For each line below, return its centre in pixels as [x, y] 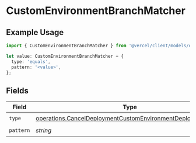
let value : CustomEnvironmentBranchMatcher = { [65, 56]
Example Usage [35, 32]
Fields [17, 91]
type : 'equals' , [31, 62]
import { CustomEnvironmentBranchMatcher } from [66, 46]
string [44, 130]
